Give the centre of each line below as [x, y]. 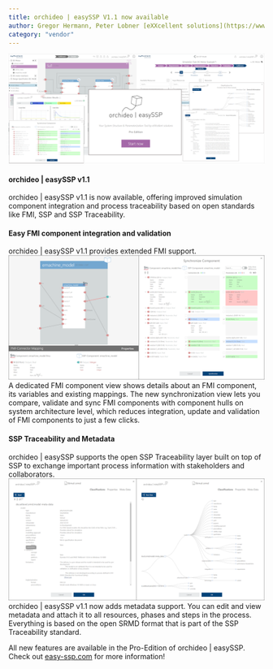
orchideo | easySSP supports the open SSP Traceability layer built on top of [135, 457]
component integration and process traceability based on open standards [132, 206]
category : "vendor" [41, 34]
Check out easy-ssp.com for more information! [87, 656]
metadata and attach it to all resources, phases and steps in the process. [130, 615]
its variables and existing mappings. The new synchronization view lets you [134, 395]
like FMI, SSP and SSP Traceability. [67, 214]
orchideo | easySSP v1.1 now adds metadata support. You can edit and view [135, 606]
